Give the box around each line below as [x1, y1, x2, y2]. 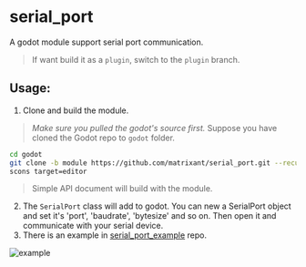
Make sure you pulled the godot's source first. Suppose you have [31, 122, 278, 133]
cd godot [9, 149, 43, 159]
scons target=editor [9, 167, 88, 176]
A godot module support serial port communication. [9, 36, 204, 47]
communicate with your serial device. [22, 221, 164, 231]
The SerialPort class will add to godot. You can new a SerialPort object [22, 200, 291, 211]
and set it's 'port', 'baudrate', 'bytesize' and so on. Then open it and [22, 211, 277, 221]
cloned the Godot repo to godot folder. [31, 132, 176, 143]
